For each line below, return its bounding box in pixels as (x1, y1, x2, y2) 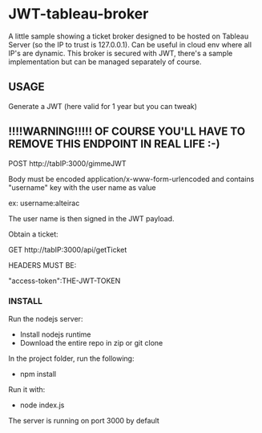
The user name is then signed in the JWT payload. (8, 213, 175, 223)
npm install (19, 369, 57, 378)
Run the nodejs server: (8, 314, 83, 323)
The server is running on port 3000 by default (8, 415, 160, 425)
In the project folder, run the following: (8, 354, 135, 363)
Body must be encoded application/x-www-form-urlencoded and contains (8, 174, 255, 184)
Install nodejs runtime (19, 330, 91, 339)
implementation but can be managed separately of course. (8, 57, 202, 67)
